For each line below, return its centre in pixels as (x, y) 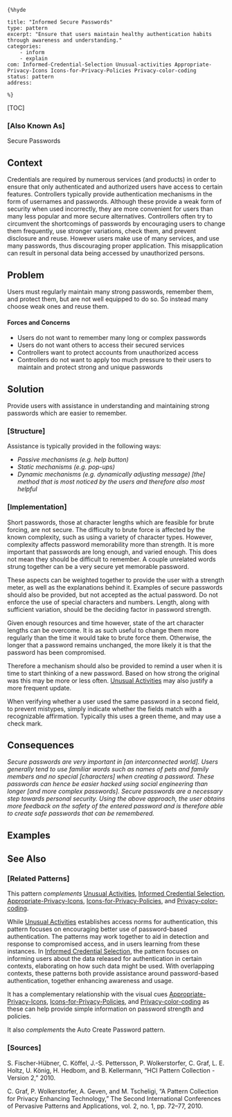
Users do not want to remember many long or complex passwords (111, 338)
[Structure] (26, 431)
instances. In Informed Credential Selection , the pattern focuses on (103, 951)
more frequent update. (39, 688)
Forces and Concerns (39, 322)
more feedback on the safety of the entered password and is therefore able (115, 806)
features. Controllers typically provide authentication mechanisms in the (110, 194)
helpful (27, 489)
